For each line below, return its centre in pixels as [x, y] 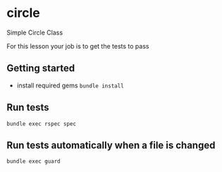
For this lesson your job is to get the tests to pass [78, 46]
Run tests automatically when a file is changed [111, 145]
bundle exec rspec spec [42, 124]
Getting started [41, 68]
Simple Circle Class [35, 32]
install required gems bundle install [70, 85]
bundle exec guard [33, 161]
